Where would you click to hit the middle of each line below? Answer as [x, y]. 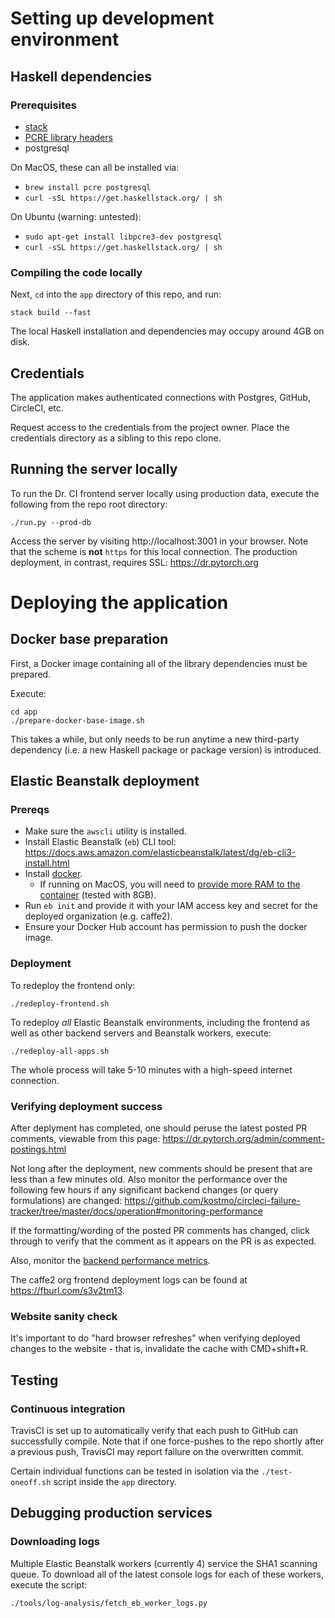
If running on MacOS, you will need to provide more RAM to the [170, 884]
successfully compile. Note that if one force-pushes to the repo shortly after [167, 1441]
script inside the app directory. [115, 1482]
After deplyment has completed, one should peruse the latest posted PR [159, 1128]
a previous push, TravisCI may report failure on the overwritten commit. [157, 1452]
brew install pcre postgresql [88, 187]
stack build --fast [51, 313]
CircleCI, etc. [37, 408]
